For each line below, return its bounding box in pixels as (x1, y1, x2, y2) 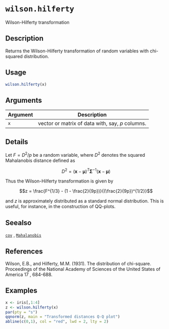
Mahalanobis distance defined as (5, 157, 75, 163)
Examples (5, 286, 37, 295)
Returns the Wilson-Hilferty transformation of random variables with (5, 48, 149, 54)
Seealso (5, 218, 32, 227)
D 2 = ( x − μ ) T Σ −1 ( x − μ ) (61, 167, 111, 174)
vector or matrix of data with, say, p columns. (38, 120, 147, 127)
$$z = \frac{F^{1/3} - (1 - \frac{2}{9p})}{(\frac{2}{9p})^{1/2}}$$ (19, 188, 153, 194)
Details (5, 137, 28, 146)
